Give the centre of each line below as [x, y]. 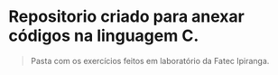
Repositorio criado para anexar [126, 17]
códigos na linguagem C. [104, 36]
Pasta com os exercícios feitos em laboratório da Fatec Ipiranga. [150, 61]
